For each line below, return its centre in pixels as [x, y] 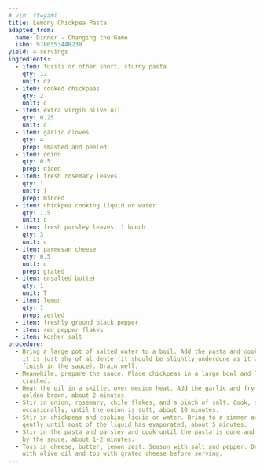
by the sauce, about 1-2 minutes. [79, 439]
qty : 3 [33, 235]
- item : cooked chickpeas [58, 88]
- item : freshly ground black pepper [77, 322]
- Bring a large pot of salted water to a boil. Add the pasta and [128, 352]
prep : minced [44, 198]
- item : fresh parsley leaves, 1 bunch [81, 228]
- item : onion [38, 154]
